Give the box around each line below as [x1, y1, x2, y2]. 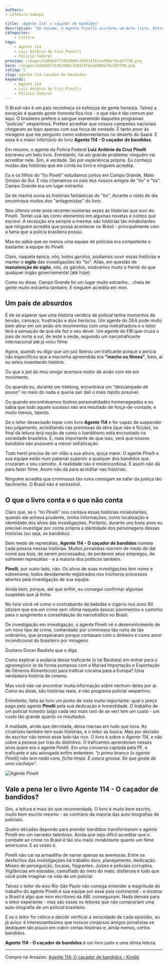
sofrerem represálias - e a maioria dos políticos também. [5, 556, 122, 562]
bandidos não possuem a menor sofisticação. [5, 440, 99, 446]
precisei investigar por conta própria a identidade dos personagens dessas [5, 525, 160, 531]
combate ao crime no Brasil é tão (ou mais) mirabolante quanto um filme [5, 837, 154, 843]
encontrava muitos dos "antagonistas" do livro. [5, 197, 102, 203]
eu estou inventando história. [5, 359, 65, 365]
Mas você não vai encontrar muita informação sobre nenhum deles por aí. [5, 682, 157, 689]
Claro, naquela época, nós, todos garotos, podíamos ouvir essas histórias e [5, 254, 160, 260]
